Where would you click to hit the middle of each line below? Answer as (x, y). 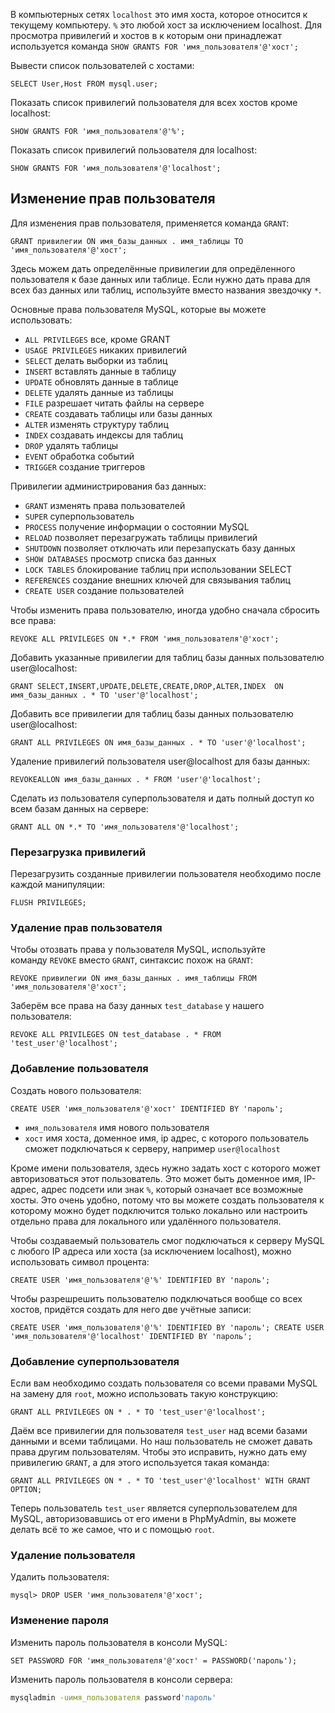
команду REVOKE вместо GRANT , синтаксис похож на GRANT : (132, 960)
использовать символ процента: (80, 1261)
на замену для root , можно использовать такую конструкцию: (144, 1393)
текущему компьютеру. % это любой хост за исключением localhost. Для (166, 25)
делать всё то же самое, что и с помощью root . (112, 1529)
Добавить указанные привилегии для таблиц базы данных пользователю (167, 657)
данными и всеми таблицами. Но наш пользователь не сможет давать (161, 1441)
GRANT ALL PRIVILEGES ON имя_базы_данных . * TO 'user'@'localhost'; (158, 742)
